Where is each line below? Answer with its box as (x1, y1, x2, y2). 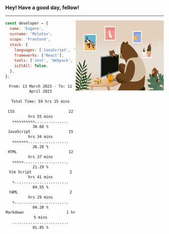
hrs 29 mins (28, 195, 53, 200)
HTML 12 (8, 149, 73, 154)
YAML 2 (9, 190, 72, 195)
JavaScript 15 (8, 129, 73, 134)
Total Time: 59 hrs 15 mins (11, 99, 70, 104)
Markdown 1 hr (6, 210, 75, 215)
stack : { (10, 42, 28, 47)
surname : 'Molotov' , (10, 32, 53, 37)
